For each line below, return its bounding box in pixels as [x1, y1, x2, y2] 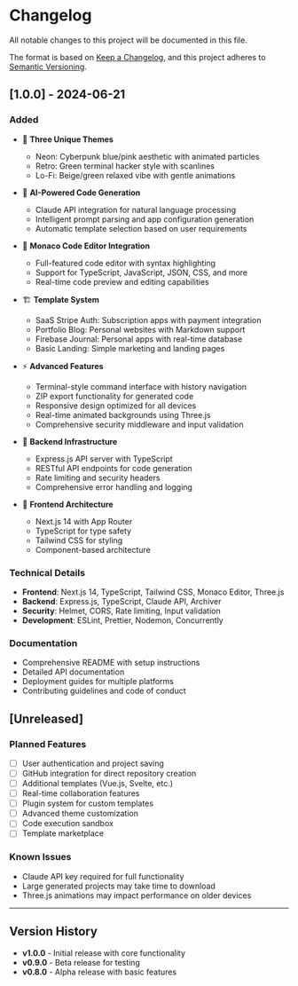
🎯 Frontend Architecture [21, 499, 114, 509]
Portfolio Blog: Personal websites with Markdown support [35, 324, 246, 335]
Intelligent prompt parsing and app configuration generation [35, 214, 255, 225]
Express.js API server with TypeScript [35, 454, 173, 464]
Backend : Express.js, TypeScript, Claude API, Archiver [21, 596, 222, 606]
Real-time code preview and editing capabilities [35, 276, 210, 287]
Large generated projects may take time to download [21, 880, 216, 891]
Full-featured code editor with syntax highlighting [35, 257, 216, 268]
